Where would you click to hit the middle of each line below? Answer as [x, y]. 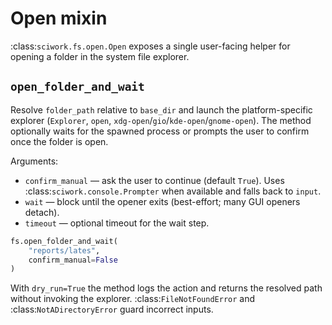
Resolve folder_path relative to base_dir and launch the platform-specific [161, 109]
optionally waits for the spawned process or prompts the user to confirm [160, 131]
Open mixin [59, 18]
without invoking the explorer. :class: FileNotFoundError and [133, 299]
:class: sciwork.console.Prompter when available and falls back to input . [173, 191]
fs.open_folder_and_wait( [64, 241]
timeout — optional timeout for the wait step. [117, 223]
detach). [42, 212]
